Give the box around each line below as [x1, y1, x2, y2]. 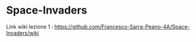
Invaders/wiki [6, 29, 39, 36]
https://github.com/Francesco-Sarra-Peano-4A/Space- [54, 23, 190, 30]
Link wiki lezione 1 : [6, 23, 53, 30]
